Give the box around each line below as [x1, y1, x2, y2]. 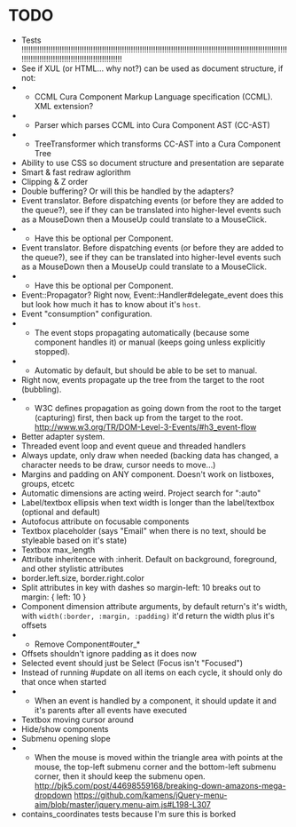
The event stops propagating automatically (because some [34, 327, 250, 338]
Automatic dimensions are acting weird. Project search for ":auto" [20, 488, 261, 498]
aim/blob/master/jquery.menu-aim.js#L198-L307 [34, 799, 212, 809]
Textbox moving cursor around [20, 714, 134, 725]
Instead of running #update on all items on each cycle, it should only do [20, 667, 283, 678]
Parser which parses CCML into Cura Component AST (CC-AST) [34, 119, 271, 130]
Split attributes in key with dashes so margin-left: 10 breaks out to [20, 582, 261, 592]
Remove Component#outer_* [34, 639, 141, 649]
